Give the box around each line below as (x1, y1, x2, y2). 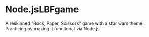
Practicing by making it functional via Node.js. (5, 25, 101, 31)
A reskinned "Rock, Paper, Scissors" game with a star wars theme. (5, 20, 144, 26)
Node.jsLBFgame (5, 4, 79, 15)
